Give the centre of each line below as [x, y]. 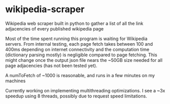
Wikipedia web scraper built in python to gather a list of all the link [74, 23]
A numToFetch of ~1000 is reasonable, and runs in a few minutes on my [80, 75]
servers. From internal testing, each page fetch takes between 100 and [79, 44]
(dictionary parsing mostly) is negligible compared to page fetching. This [81, 55]
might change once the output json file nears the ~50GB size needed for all [84, 60]
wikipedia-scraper [45, 9]
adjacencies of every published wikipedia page [55, 28]
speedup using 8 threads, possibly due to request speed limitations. [76, 96]
